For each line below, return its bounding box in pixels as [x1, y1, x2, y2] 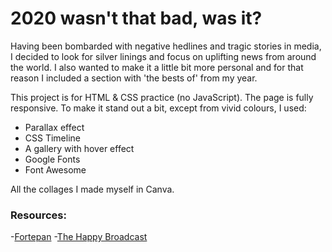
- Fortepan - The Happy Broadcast [10, 231, 148, 243]
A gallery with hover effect [24, 142, 135, 154]
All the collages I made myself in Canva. [10, 183, 175, 195]
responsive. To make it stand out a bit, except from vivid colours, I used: [10, 102, 307, 114]
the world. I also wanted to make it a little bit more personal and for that [10, 61, 304, 73]
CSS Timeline [24, 132, 81, 144]
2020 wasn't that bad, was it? [10, 7, 263, 30]
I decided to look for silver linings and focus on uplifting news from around [10, 50, 317, 62]
